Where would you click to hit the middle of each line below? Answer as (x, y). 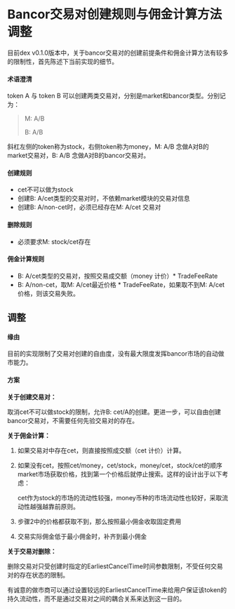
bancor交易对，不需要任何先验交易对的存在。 (73, 420)
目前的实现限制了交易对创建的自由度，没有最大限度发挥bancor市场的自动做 (116, 354)
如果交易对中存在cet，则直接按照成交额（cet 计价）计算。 (101, 450)
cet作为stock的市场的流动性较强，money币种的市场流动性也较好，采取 (120, 497)
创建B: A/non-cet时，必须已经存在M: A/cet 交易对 (89, 207)
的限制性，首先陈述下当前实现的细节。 (62, 61)
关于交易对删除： (32, 551)
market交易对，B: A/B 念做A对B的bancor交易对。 (79, 156)
